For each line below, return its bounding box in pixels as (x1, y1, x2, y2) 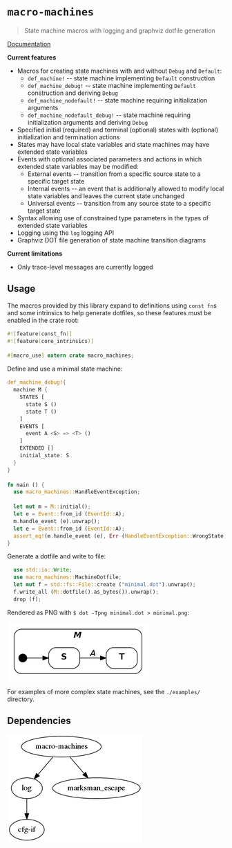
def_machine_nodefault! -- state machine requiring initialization (27, 96, 208, 104)
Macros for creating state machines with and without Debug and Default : (17, 67, 222, 75)
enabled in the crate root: (7, 316, 79, 324)
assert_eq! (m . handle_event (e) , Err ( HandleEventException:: (13, 532, 193, 540)
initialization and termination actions (17, 132, 120, 141)
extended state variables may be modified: (17, 162, 139, 170)
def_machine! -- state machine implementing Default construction (27, 73, 215, 82)
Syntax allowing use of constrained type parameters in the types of (17, 213, 209, 222)
